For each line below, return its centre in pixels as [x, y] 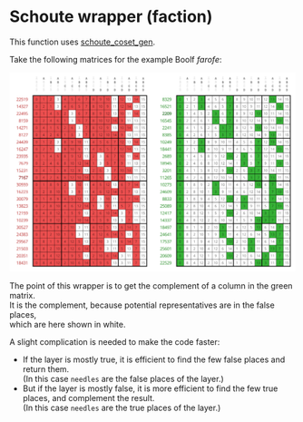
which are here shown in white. [68, 324]
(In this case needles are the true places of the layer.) [122, 407]
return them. [46, 368]
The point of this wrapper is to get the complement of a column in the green [151, 285]
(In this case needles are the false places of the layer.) [123, 378]
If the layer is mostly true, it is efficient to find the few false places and [154, 359]
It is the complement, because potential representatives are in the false [142, 305]
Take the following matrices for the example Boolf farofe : [116, 59]
